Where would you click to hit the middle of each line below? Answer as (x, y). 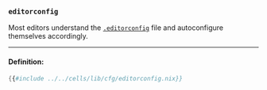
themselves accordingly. (48, 36)
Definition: (26, 62)
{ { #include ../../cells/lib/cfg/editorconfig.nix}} (95, 78)
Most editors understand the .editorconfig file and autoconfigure (116, 28)
